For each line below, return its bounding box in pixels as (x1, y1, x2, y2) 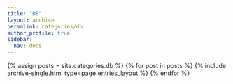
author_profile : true (7, 29, 71, 37)
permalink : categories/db (7, 23, 83, 30)
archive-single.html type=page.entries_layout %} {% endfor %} (7, 69, 190, 77)
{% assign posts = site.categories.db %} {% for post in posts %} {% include (7, 62, 226, 69)
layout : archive (7, 17, 55, 24)
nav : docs (13, 42, 42, 49)
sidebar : (7, 36, 33, 43)
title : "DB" (7, 10, 42, 17)
